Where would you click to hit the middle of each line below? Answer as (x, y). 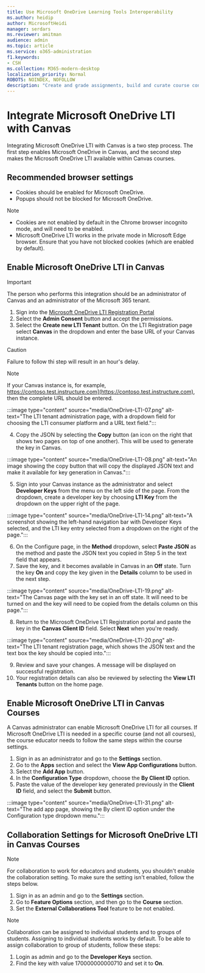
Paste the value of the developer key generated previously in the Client (105, 785)
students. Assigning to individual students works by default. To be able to (99, 939)
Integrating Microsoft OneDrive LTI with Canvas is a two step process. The (100, 145)
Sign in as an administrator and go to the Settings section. (89, 759)
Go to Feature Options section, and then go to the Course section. (99, 902)
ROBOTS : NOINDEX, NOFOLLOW (41, 80)
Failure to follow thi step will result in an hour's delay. (73, 361)
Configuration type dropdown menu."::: (56, 816)
